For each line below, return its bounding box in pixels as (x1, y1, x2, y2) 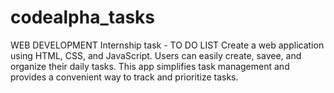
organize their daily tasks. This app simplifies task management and (10, 60, 290, 72)
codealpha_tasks (10, 6, 156, 29)
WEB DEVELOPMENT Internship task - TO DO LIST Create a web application (10, 39, 325, 51)
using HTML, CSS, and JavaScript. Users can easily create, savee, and (10, 49, 302, 61)
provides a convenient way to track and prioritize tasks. (10, 71, 239, 83)
